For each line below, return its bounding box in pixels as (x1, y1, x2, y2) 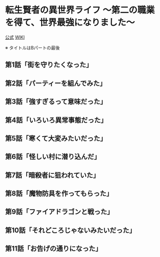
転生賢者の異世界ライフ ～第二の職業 (5, 4, 155, 16)
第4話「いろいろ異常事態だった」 (5, 116, 107, 124)
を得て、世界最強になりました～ (5, 17, 135, 28)
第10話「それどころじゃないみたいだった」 (5, 226, 136, 234)
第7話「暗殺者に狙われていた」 (5, 171, 100, 179)
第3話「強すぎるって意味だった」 (5, 98, 107, 106)
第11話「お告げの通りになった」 (5, 245, 103, 253)
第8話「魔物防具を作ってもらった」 (5, 189, 113, 198)
